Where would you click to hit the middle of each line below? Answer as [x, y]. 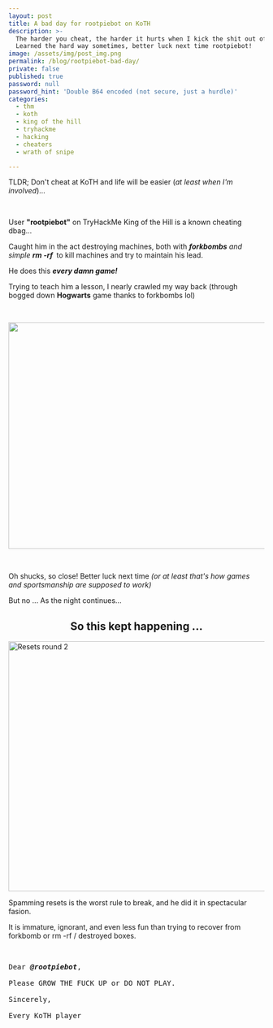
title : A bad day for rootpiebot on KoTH [80, 24]
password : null [34, 84]
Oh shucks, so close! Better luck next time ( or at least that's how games [129, 576]
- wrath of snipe [45, 152]
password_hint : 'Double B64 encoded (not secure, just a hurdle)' [123, 91]
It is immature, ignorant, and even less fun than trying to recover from [125, 927]
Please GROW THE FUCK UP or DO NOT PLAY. [92, 983]
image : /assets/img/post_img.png [65, 54]
